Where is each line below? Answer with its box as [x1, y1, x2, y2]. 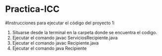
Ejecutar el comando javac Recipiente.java [12, 40, 99, 46]
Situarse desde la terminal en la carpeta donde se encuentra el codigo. [12, 29, 158, 35]
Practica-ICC [5, 3, 60, 15]
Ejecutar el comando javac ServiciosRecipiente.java [12, 35, 118, 41]
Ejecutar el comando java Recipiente [12, 45, 87, 51]
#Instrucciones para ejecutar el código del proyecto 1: [5, 20, 115, 26]
